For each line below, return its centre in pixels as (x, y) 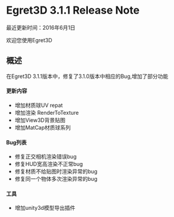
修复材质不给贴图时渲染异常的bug (56, 172)
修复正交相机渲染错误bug (46, 157)
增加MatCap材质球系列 (43, 127)
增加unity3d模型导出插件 (45, 208)
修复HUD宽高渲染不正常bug (49, 164)
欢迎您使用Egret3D (29, 40)
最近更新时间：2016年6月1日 (41, 27)
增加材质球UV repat (39, 105)
